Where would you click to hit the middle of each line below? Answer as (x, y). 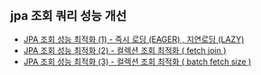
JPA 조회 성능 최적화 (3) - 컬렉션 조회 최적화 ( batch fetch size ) (137, 62)
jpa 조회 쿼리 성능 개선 (69, 16)
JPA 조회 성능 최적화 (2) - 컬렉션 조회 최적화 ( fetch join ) (125, 50)
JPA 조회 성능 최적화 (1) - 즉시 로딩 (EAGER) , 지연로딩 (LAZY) (134, 39)
